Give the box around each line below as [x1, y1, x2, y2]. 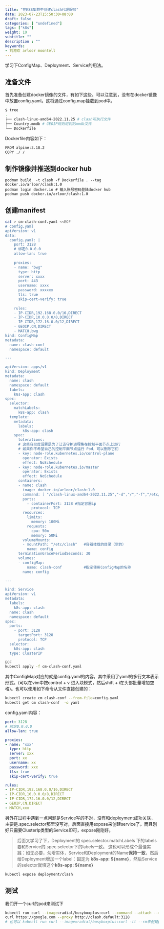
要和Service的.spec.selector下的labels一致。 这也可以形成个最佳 [17, 843, 147, 850]
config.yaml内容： [5, 710, 42, 715]
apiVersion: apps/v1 [5, 364, 47, 370]
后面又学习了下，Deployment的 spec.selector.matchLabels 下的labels [17, 837, 157, 843]
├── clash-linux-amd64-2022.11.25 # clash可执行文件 [5, 117, 111, 122]
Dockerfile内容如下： [5, 135, 47, 141]
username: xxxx [18, 283, 49, 288]
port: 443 [18, 279, 38, 284]
